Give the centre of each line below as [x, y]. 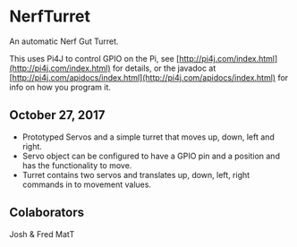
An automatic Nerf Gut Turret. [64, 41]
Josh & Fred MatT [42, 234]
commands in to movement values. [87, 184]
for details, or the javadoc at [164, 68]
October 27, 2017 [57, 115]
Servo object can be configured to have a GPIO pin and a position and [151, 156]
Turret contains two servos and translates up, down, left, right [136, 175]
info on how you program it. [60, 87]
